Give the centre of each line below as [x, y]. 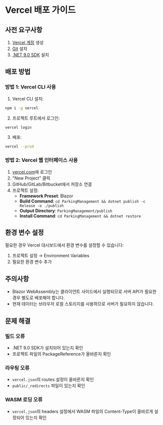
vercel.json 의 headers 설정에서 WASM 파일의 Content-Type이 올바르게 [82, 411]
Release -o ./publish [41, 206]
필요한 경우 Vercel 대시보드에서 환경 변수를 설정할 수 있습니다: [65, 245]
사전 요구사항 [24, 30]
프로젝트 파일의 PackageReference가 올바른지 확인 [62, 354]
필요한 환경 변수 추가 [32, 262]
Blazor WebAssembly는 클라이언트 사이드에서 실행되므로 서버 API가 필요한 [84, 292]
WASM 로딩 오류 [24, 400]
